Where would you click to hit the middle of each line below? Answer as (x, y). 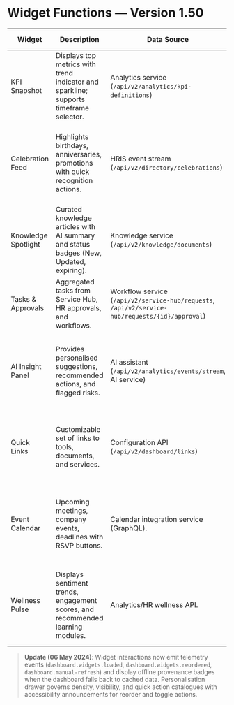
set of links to (77, 438)
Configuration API (139, 442)
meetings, (72, 510)
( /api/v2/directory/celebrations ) (166, 167)
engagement (76, 600)
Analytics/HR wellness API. (154, 604)
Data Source (168, 39)
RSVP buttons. (79, 545)
